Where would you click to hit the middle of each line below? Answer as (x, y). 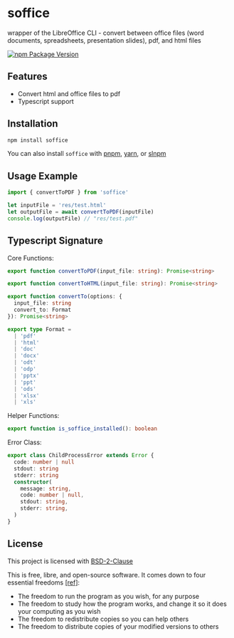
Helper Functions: (33, 416)
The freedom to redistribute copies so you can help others (103, 619)
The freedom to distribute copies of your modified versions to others (118, 626)
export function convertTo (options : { (65, 297)
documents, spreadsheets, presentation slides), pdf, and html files (104, 40)
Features (27, 77)
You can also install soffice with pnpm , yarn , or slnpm (87, 154)
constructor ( (33, 482)
